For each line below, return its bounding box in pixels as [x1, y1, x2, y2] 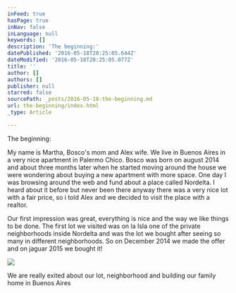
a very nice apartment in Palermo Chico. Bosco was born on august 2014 [7, 155, 220, 164]
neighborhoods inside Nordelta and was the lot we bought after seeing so [7, 229, 221, 237]
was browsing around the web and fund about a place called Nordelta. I [7, 178, 215, 186]
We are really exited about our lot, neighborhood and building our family [7, 271, 216, 280]
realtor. [7, 201, 28, 209]
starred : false [7, 89, 52, 96]
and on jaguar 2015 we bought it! [7, 244, 103, 253]
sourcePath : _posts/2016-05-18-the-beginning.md [7, 96, 153, 103]
